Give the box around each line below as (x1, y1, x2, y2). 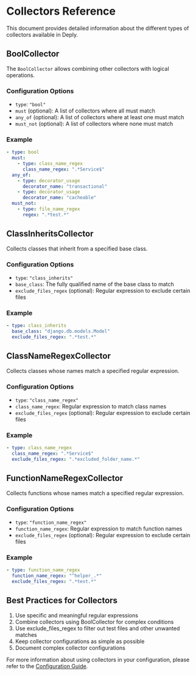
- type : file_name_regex (17, 206, 80, 212)
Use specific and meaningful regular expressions (15, 611, 139, 619)
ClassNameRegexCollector (6, 351, 111, 361)
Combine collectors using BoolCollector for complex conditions (15, 618, 174, 625)
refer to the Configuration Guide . (6, 662, 88, 670)
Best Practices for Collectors (6, 595, 117, 606)
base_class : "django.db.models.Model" (12, 328, 111, 334)
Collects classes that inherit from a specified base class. (6, 244, 148, 252)
